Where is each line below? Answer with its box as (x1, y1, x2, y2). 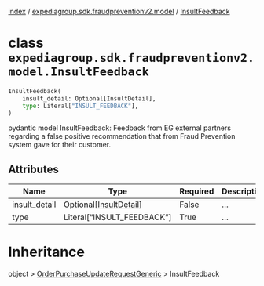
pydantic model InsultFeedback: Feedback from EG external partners (8, 123, 232, 132)
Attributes (8, 162, 59, 176)
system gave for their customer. (8, 140, 112, 150)
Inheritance (8, 243, 85, 261)
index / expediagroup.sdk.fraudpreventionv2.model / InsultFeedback (8, 7, 230, 16)
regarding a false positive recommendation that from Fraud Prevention (8, 132, 236, 141)
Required (179, 186, 214, 197)
